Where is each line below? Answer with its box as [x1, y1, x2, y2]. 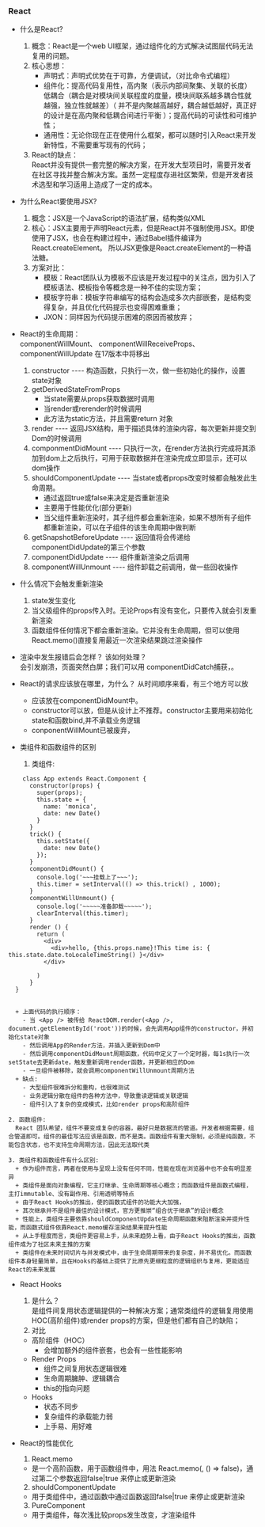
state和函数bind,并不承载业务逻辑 [31, 716, 141, 725]
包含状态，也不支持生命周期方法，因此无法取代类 [13, 1141, 150, 1149]
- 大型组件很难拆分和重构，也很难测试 [22, 1084, 131, 1092]
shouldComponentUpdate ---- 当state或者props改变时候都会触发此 [31, 473, 251, 483]
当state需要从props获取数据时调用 [43, 394, 155, 404]
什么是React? [19, 25, 63, 34]
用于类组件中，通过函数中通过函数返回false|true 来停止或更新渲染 [31, 1492, 245, 1502]
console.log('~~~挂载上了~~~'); [36, 873, 138, 882]
